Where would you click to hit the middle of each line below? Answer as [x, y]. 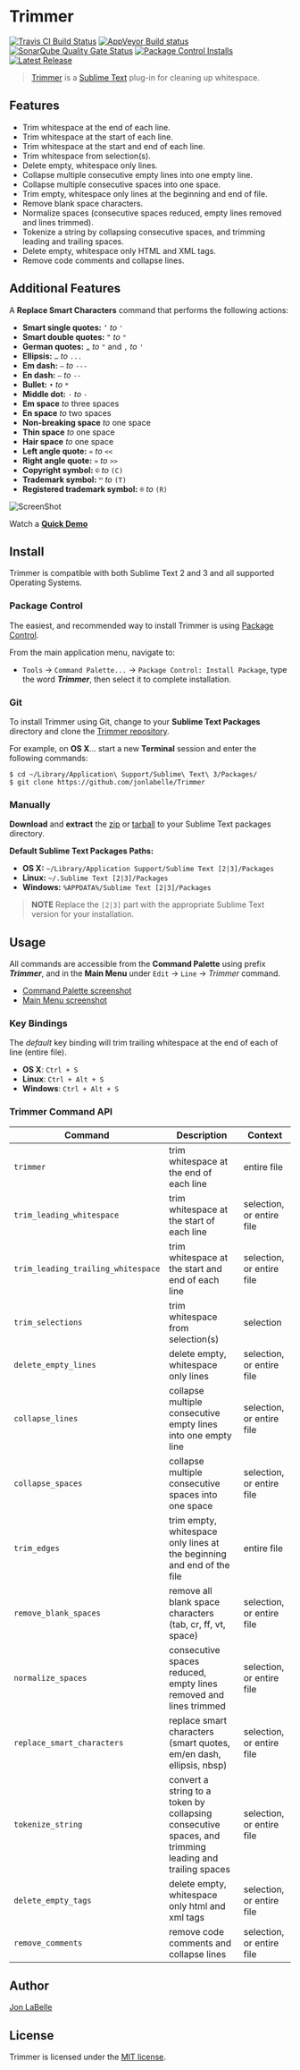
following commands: [49, 758]
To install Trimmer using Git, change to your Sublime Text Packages [135, 721]
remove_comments [48, 1943]
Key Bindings [39, 1023]
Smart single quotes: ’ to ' [72, 327]
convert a [188, 1779]
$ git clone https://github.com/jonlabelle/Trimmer [107, 782]
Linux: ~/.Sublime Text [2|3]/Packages [95, 878]
